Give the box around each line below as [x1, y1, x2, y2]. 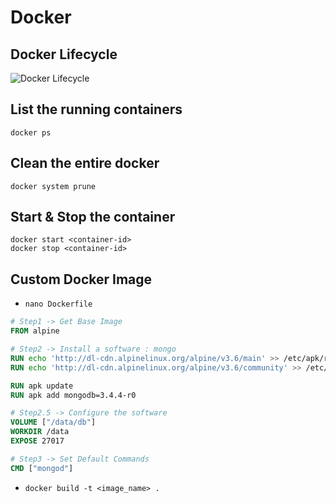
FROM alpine [10, 326, 60, 336]
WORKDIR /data [10, 427, 70, 437]
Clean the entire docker [10, 155, 160, 172]
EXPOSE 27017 [10, 436, 65, 446]
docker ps [10, 127, 52, 138]
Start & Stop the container [10, 209, 176, 226]
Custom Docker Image [10, 271, 153, 288]
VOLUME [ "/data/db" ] [10, 417, 97, 428]
